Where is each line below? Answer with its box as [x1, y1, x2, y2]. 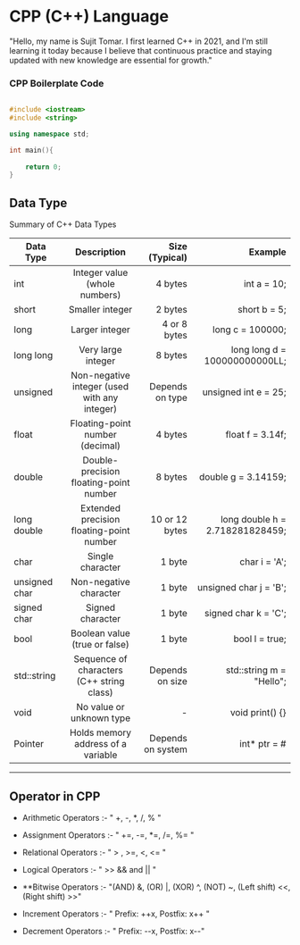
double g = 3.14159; [199, 471, 287, 483]
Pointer [13, 738, 45, 750]
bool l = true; [233, 632, 287, 645]
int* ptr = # [239, 738, 287, 750]
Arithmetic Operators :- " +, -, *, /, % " [21, 812, 162, 823]
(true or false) [71, 639, 129, 651]
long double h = [220, 514, 287, 526]
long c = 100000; [212, 323, 287, 336]
